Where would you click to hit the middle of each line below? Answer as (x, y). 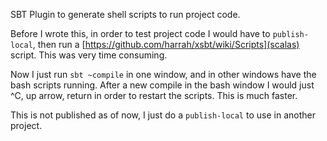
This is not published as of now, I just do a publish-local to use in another (163, 115)
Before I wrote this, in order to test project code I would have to (140, 33)
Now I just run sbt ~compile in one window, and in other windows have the (163, 74)
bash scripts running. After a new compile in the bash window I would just (162, 85)
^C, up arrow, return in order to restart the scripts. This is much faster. (154, 95)
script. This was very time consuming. (89, 55)
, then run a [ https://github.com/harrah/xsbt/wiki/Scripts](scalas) (166, 44)
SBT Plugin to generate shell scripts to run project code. (125, 14)
